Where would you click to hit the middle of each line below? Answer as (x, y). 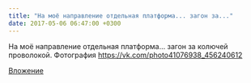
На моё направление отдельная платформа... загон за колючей (118, 46)
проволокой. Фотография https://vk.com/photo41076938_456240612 (125, 55)
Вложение (26, 70)
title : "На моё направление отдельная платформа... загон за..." (121, 16)
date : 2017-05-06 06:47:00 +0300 (65, 23)
